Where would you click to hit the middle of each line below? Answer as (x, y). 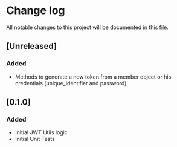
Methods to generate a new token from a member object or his (93, 77)
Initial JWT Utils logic (41, 132)
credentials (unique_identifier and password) (71, 83)
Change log (36, 11)
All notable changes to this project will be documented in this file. (88, 27)
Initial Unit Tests (35, 139)
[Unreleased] (32, 46)
